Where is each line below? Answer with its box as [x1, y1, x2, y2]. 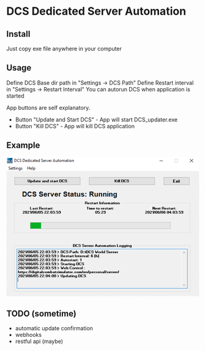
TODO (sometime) [6, 308, 76, 318]
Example [6, 140, 40, 151]
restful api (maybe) [15, 337, 63, 345]
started [6, 92, 24, 99]
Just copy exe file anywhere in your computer [6, 45, 122, 52]
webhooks [15, 331, 42, 339]
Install [6, 29, 31, 39]
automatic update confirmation [15, 325, 94, 332]
